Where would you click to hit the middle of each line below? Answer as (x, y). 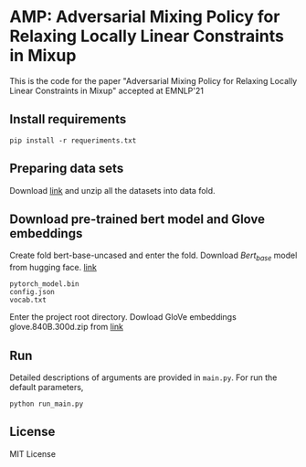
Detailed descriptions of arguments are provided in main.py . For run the (143, 377)
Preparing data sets (67, 169)
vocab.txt (28, 300)
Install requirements (68, 119)
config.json (32, 292)
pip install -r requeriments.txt (73, 140)
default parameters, (47, 387)
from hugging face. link (53, 268)
